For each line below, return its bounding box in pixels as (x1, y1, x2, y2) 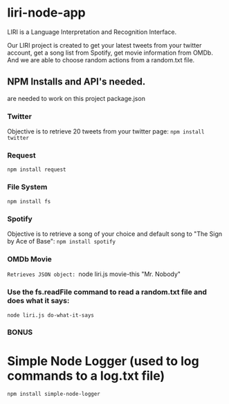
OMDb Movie (7, 254, 52, 264)
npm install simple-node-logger (7, 391, 100, 398)
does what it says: (7, 296, 70, 306)
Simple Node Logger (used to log (7, 353, 199, 369)
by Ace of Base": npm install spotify (7, 237, 116, 245)
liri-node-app (7, 5, 86, 21)
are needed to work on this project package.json (7, 94, 145, 102)
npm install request (7, 166, 67, 174)
